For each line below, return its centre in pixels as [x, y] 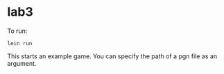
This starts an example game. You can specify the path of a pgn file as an [112, 56]
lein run [20, 43]
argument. [22, 63]
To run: [17, 31]
